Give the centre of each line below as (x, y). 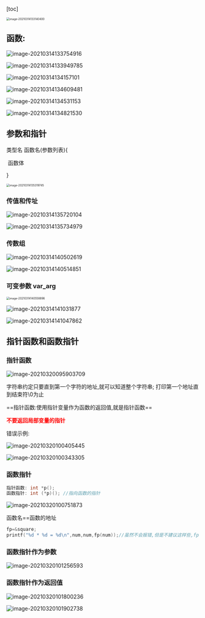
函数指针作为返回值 (35, 583)
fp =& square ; (21, 530)
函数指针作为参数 (32, 552)
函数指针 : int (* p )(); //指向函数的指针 (54, 494)
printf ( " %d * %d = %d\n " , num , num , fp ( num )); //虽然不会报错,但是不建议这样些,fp (103, 535)
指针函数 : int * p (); (31, 488)
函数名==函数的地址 (32, 518)
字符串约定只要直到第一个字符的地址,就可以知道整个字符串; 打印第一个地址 (100, 387)
